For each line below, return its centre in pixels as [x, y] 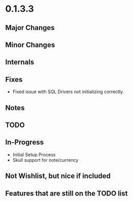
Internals [20, 62]
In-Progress [25, 142]
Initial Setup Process [34, 154]
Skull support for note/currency [45, 160]
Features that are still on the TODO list [66, 193]
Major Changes [30, 28]
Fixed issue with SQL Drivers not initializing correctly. [68, 92]
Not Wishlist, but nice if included [58, 176]
